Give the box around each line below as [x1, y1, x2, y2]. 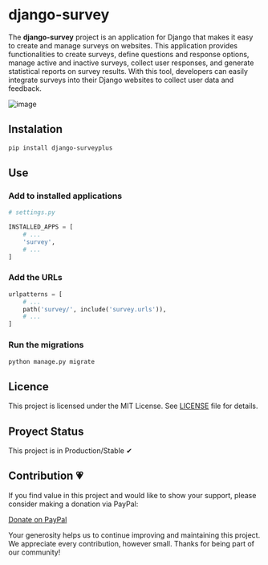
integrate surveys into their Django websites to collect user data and [8, 75, 234, 85]
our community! [8, 547, 61, 557]
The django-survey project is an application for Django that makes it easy [8, 32, 254, 42]
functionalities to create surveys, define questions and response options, [8, 49, 250, 59]
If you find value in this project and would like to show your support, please [8, 490, 257, 500]
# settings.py [8, 208, 56, 217]
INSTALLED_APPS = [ [8, 223, 74, 231]
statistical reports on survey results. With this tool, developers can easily [8, 66, 249, 76]
